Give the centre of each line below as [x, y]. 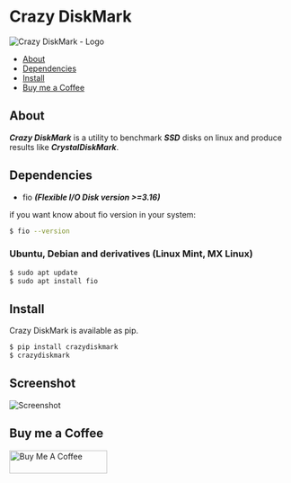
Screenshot [43, 384]
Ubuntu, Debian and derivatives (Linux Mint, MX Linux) [131, 254]
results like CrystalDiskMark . [64, 147]
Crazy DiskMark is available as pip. [74, 331]
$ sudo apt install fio [54, 281]
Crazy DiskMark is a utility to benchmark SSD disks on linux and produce [146, 138]
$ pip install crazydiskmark [64, 347]
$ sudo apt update [44, 273]
